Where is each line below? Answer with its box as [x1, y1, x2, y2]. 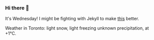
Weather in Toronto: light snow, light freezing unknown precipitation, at [5, 25, 149, 31]
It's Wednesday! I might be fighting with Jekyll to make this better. [5, 16, 139, 22]
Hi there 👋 [5, 4, 30, 11]
